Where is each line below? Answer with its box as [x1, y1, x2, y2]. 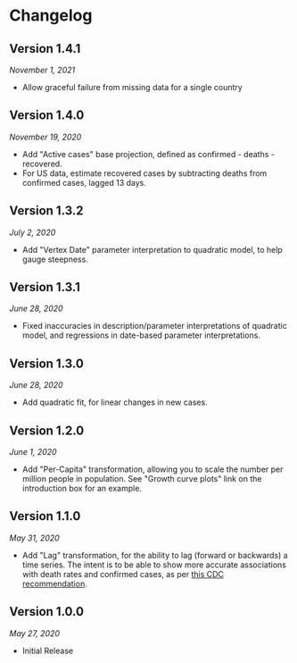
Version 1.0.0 [9, 604, 85, 619]
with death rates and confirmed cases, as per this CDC [21, 568, 225, 579]
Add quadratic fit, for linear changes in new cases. [21, 397, 208, 407]
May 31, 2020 [9, 533, 60, 543]
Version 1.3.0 [9, 356, 85, 371]
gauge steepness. [21, 254, 89, 264]
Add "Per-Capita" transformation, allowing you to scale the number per [21, 464, 284, 474]
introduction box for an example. [21, 483, 143, 494]
